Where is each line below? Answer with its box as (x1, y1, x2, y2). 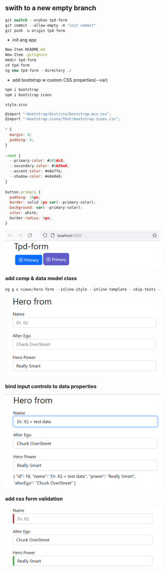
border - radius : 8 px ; (9, 216, 52, 221)
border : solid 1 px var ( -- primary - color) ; (9, 200, 96, 205)
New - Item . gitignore (5, 52, 48, 57)
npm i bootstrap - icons (5, 92, 52, 97)
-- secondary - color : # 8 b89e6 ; (9, 163, 70, 168)
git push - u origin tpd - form (5, 28, 65, 33)
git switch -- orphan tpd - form (5, 17, 68, 23)
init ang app (12, 37, 37, 43)
